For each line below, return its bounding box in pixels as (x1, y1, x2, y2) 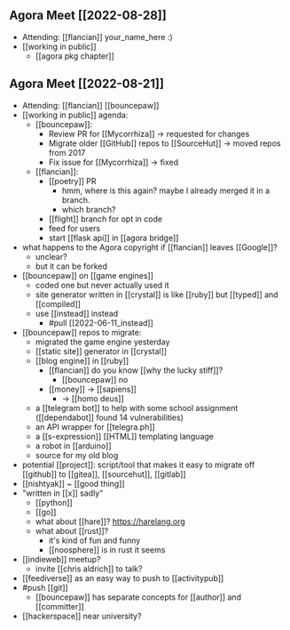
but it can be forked (35, 261, 108, 271)
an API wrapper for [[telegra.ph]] (35, 421, 155, 432)
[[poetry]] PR (48, 175, 97, 186)
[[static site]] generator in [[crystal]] (35, 345, 167, 356)
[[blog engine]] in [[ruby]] (35, 355, 129, 366)
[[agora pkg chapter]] (35, 50, 114, 61)
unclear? (35, 251, 68, 262)
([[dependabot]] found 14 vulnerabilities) (35, 412, 184, 423)
